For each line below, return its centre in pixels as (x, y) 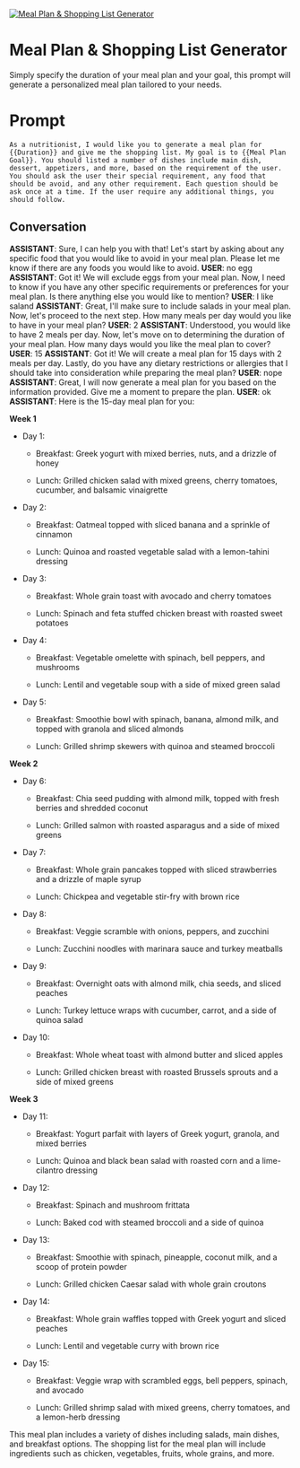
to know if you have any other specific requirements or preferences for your (149, 286)
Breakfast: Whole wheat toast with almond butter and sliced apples (159, 1054)
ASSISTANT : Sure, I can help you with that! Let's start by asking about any (147, 249)
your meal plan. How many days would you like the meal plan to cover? (140, 344)
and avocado (60, 1390)
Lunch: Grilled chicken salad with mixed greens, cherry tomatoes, (156, 480)
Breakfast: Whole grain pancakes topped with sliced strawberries (156, 869)
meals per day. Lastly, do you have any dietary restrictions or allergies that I (149, 363)
